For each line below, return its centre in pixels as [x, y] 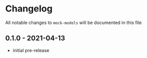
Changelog [29, 9]
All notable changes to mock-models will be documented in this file [73, 22]
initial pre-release [31, 50]
